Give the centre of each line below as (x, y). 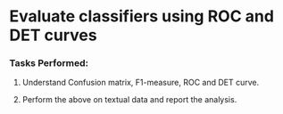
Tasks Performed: (49, 63)
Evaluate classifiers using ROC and (142, 16)
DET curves (53, 35)
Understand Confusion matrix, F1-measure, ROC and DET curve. (141, 83)
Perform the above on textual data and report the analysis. (129, 100)
